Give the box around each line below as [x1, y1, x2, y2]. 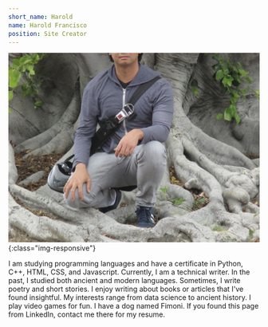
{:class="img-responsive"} [8, 243, 97, 253]
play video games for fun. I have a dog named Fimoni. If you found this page [8, 301, 259, 310]
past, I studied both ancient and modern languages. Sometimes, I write [8, 275, 241, 285]
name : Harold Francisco [8, 21, 88, 30]
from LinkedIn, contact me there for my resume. [8, 309, 166, 319]
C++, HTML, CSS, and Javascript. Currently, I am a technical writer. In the [8, 267, 250, 277]
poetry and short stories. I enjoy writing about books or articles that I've [8, 284, 244, 294]
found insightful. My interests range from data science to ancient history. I [8, 292, 251, 302]
